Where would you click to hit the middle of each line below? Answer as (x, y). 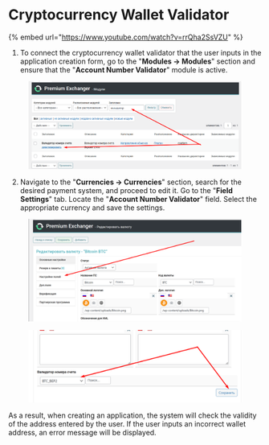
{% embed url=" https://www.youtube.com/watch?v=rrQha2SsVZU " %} (126, 37)
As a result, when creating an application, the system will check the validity (132, 415)
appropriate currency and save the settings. (92, 208)
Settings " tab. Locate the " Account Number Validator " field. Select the (138, 200)
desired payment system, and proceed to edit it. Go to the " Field (126, 191)
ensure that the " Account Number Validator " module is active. (124, 69)
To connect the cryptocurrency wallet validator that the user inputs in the (141, 52)
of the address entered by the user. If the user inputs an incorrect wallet (127, 424)
